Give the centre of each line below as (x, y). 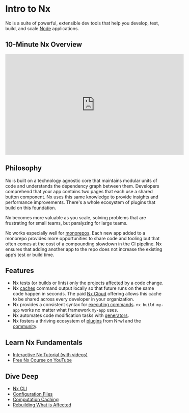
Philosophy (24, 168)
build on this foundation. (31, 208)
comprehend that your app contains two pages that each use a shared (79, 191)
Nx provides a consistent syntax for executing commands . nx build (83, 305)
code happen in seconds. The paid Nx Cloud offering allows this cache (87, 294)
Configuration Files (33, 394)
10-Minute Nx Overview (44, 45)
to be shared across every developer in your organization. (73, 299)
